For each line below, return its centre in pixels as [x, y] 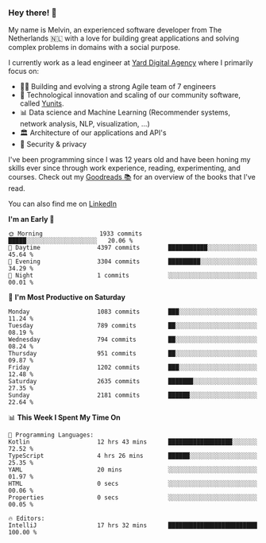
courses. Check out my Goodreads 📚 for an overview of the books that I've [132, 177]
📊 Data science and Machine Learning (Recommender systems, [125, 112]
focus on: [24, 72]
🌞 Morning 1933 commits [75, 234]
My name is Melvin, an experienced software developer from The [115, 30]
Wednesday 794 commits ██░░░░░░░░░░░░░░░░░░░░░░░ [133, 340]
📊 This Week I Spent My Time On [64, 417]
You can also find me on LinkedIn [63, 204]
